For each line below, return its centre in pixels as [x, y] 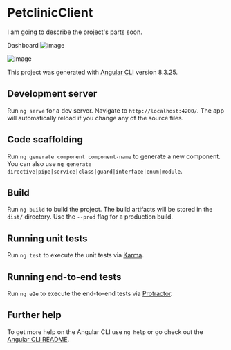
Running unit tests [47, 238]
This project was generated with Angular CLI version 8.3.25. [93, 72]
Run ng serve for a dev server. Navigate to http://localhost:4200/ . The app [116, 110]
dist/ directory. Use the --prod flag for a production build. [90, 217]
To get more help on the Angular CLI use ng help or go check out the [105, 332]
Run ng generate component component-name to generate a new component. [114, 156]
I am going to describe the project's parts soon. [75, 32]
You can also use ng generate [49, 163]
